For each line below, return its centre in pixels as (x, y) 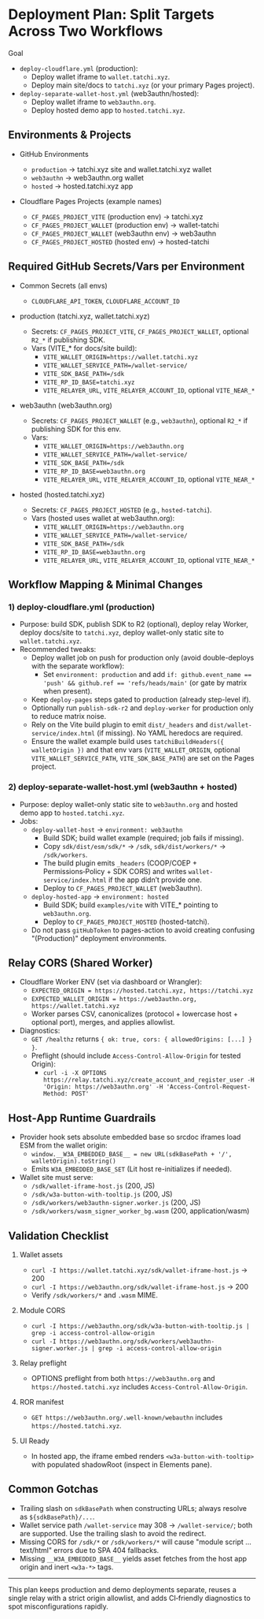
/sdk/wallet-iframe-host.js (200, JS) (93, 1186)
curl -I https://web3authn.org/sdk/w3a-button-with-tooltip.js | (140, 1326)
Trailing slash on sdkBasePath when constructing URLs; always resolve (133, 1508)
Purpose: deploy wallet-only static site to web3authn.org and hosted (128, 804)
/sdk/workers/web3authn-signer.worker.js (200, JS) (116, 1203)
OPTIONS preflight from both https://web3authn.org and (123, 1378)
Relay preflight (43, 1363)
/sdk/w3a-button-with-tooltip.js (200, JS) (102, 1194)
